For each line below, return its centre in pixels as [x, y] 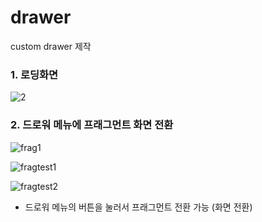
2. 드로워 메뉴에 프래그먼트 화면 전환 [92, 125]
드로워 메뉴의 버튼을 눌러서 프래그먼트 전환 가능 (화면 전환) [138, 207]
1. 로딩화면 [34, 74]
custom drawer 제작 [51, 46]
